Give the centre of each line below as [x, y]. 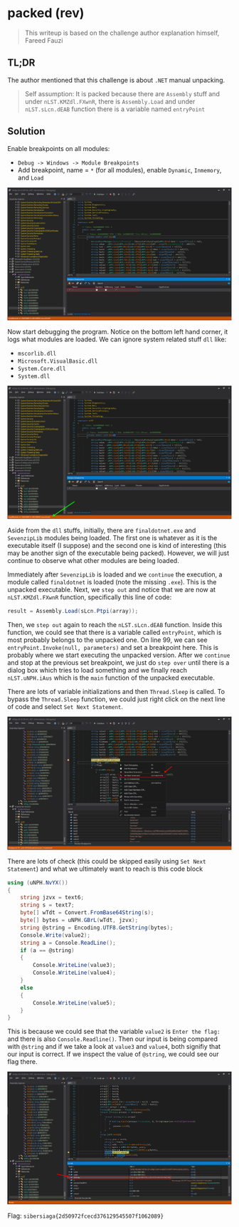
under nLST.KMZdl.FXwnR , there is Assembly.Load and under [110, 101]
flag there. [22, 1062]
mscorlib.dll [37, 354]
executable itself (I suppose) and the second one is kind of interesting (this [117, 546]
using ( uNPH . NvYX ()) [38, 882]
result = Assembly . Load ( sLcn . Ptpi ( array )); [73, 611]
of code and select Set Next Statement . [65, 706]
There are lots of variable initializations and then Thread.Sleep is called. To [116, 691]
